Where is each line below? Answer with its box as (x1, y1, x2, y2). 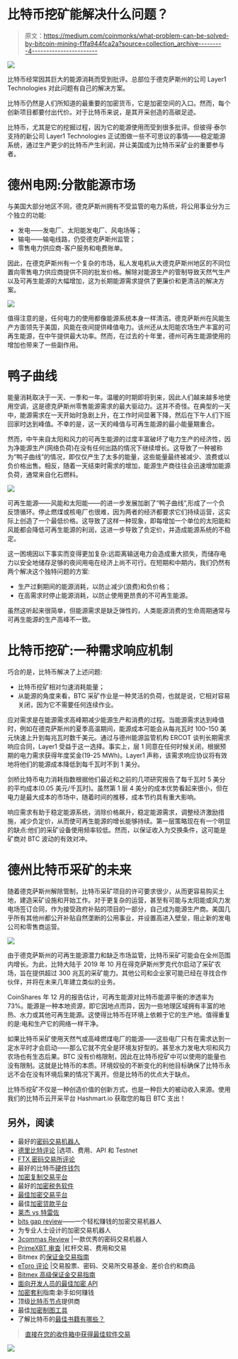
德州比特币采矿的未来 (7, 861, 132, 878)
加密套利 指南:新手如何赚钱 (17, 1288, 94, 1296)
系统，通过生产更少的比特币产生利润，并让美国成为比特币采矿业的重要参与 (7, 140, 225, 149)
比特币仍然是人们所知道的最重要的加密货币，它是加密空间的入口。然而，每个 (7, 99, 231, 107)
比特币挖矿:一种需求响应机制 (7, 643, 174, 658)
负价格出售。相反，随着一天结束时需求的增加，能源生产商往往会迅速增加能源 (7, 461, 231, 470)
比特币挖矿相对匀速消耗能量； (17, 682, 105, 691)
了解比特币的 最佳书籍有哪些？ (17, 1314, 105, 1323)
